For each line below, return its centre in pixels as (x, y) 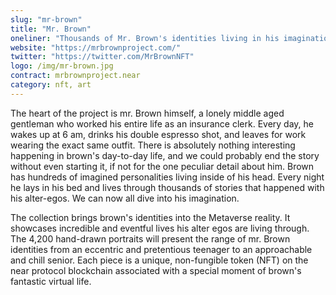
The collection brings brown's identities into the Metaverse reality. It (150, 217)
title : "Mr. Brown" (51, 29)
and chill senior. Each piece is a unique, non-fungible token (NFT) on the (159, 260)
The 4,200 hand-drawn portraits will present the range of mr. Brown (150, 238)
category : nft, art (51, 85)
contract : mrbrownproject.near (75, 76)
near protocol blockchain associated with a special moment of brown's (156, 270)
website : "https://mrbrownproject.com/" (96, 47)
